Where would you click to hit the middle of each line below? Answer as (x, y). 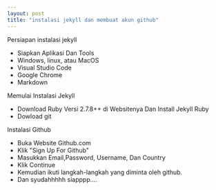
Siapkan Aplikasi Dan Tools (56, 53)
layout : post (26, 13)
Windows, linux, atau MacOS (58, 60)
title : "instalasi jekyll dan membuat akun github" (83, 20)
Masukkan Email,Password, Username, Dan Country (91, 157)
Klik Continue (36, 165)
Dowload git (34, 116)
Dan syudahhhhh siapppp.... (57, 179)
